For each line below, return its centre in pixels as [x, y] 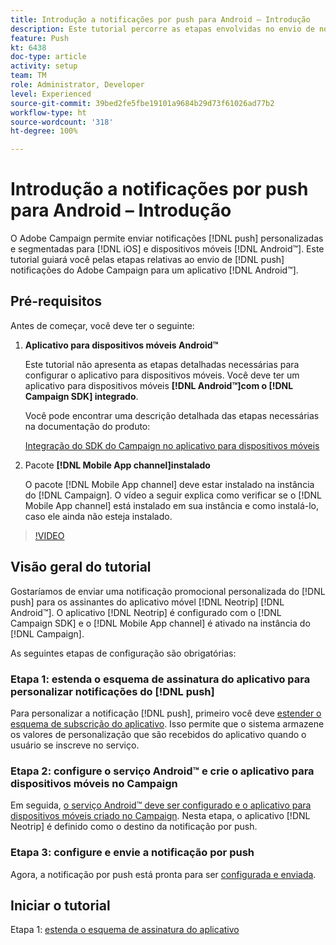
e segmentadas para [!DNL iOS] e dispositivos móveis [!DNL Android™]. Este [167, 249]
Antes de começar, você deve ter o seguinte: [102, 325]
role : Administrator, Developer [77, 85]
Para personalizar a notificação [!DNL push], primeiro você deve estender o [166, 713]
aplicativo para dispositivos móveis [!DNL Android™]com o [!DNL [159, 385]
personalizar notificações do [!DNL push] [112, 691]
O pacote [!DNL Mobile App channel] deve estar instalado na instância [169, 484]
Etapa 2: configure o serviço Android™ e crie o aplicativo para [162, 771]
